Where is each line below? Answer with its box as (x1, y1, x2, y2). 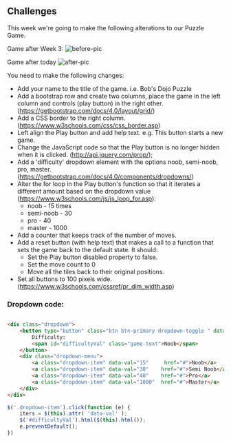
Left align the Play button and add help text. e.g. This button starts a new (16, 128, 223, 136)
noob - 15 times (27, 201, 72, 209)
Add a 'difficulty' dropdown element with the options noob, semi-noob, (16, 158, 219, 166)
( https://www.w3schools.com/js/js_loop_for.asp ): (16, 194, 156, 203)
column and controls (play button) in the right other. (16, 99, 164, 107)
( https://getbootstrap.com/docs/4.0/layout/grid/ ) (16, 106, 155, 114)
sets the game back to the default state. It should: (16, 245, 158, 254)
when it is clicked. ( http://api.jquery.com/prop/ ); (16, 150, 153, 158)
